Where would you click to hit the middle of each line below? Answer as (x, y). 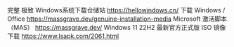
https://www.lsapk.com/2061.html (70, 36)
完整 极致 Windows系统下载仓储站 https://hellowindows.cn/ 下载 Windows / (116, 10)
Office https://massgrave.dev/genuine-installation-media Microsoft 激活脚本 (117, 19)
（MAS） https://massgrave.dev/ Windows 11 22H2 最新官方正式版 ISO (110, 27)
